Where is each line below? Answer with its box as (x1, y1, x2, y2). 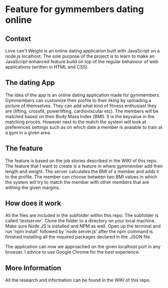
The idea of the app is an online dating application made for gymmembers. (5, 92, 160, 98)
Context (5, 34, 31, 43)
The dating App (5, 78, 55, 87)
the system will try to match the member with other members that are (5, 179, 149, 185)
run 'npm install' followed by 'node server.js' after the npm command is (5, 228, 153, 234)
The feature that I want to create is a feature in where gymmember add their (5, 163, 163, 169)
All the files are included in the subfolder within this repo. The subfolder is (5, 212, 159, 218)
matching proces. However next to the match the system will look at (5, 119, 146, 125)
